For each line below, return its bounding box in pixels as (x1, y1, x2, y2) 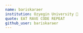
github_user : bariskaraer (5, 20, 58, 26)
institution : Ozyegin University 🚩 (5, 12, 79, 16)
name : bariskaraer (5, 7, 43, 12)
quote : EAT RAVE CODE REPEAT (5, 16, 65, 21)
